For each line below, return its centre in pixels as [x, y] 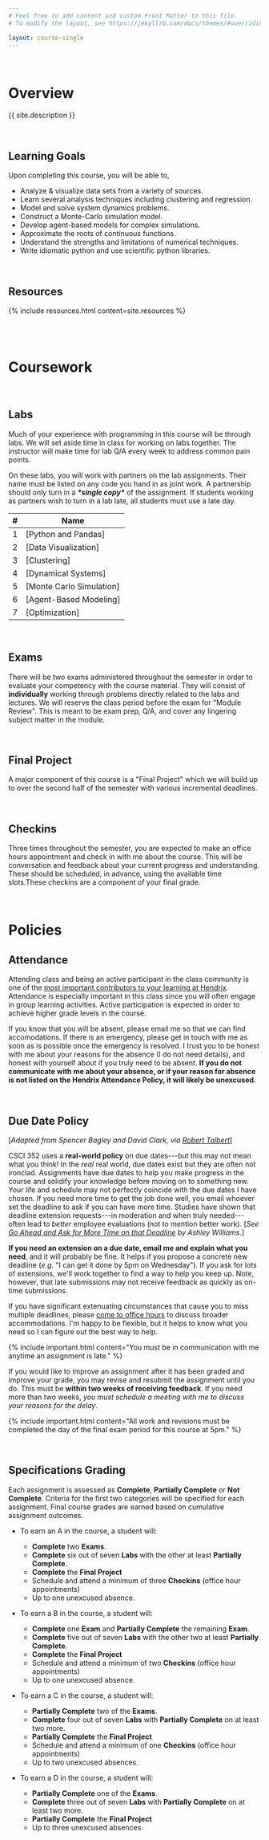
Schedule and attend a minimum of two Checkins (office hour [134, 1663]
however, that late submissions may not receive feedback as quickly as [125, 1282]
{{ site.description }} [42, 115]
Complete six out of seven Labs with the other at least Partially [137, 1555]
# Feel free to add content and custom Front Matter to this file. [123, 16]
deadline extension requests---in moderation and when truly [108, 1215]
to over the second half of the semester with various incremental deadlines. [133, 788]
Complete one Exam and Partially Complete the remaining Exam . [141, 1628]
